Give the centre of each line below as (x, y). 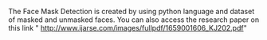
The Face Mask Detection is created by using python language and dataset (132, 11)
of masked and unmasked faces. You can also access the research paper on (134, 20)
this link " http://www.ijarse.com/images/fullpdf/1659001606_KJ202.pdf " (128, 28)
